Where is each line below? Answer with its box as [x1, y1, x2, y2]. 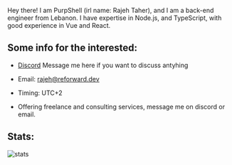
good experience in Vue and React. [7, 21, 111, 29]
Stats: [7, 131, 35, 143]
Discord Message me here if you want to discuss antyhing [17, 61, 189, 69]
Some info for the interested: [7, 42, 137, 54]
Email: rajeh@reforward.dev [17, 74, 100, 83]
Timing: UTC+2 [17, 89, 63, 97]
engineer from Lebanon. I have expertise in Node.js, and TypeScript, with [7, 14, 222, 22]
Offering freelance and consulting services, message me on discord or [17, 102, 226, 111]
